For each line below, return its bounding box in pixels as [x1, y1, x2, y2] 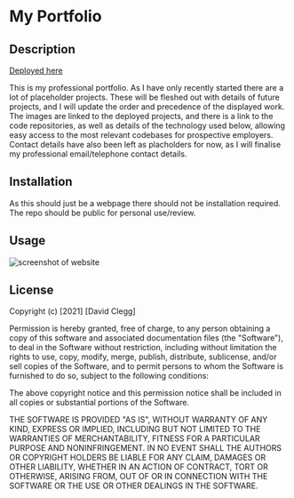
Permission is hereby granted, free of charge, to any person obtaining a [9, 323, 271, 334]
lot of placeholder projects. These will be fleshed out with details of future [9, 92, 280, 102]
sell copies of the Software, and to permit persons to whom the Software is [9, 361, 284, 372]
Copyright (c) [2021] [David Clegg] [9, 306, 136, 317]
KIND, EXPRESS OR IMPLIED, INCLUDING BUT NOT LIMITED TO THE [9, 424, 261, 435]
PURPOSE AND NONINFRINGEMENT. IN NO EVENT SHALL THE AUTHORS [9, 443, 282, 454]
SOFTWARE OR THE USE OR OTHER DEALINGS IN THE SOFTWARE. [9, 480, 258, 491]
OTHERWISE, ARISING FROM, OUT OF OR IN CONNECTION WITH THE [9, 471, 268, 482]
